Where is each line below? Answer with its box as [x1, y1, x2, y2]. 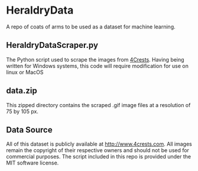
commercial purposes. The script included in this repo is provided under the [6, 153, 191, 160]
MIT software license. [6, 159, 59, 166]
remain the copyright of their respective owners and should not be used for [6, 147, 189, 154]
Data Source [6, 125, 53, 135]
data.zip [6, 86, 37, 96]
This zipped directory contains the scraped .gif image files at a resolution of [6, 101, 191, 108]
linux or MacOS [6, 69, 44, 76]
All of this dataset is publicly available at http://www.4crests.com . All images [6, 140, 192, 148]
